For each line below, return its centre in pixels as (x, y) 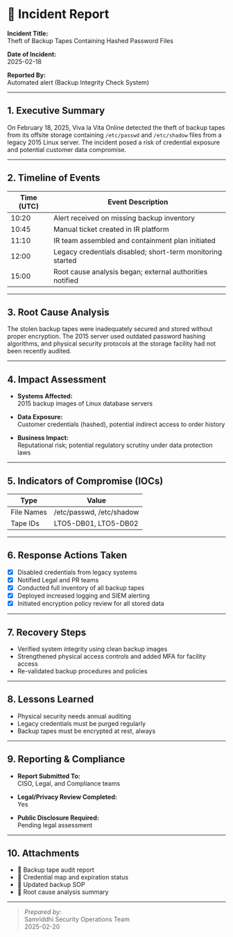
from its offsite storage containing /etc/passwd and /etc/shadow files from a (114, 135)
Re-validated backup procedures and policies (82, 671)
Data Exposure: (40, 417)
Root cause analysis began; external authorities (130, 271)
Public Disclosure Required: (58, 818)
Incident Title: (28, 33)
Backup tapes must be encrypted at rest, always (86, 731)
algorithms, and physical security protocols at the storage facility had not (112, 344)
